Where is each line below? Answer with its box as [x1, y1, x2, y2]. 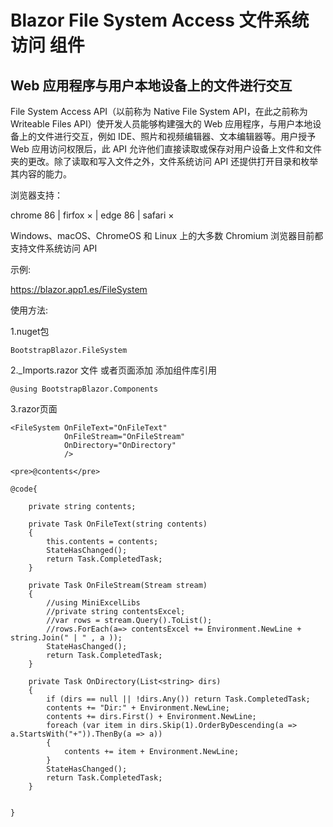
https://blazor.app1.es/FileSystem [10, 284, 148, 295]
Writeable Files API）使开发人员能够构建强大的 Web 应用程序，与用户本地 [10, 118, 313, 130]
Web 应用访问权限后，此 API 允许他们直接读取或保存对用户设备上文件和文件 [10, 143, 322, 155]
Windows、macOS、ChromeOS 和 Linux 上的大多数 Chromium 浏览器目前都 [10, 230, 324, 241]
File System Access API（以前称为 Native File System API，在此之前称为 [10, 106, 308, 117]
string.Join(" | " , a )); [10, 633, 123, 643]
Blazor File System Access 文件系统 [10, 9, 310, 32]
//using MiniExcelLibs [46, 598, 141, 608]
